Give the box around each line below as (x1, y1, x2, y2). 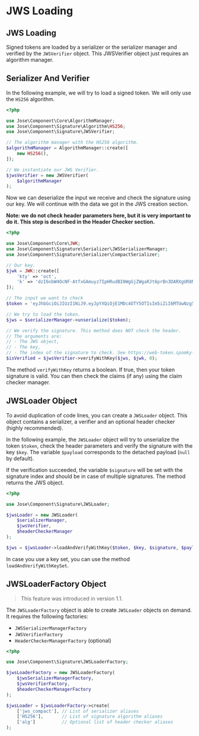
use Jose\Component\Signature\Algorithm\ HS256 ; (6, 123, 126, 129)
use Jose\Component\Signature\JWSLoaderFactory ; (6, 659, 129, 665)
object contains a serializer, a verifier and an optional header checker (6, 418, 175, 425)
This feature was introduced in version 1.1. (20, 595, 123, 602)
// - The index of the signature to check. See (6, 350, 126, 356)
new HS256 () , (17, 150, 49, 157)
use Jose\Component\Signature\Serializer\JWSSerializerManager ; (6, 246, 168, 252)
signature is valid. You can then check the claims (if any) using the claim (6, 372, 182, 379)
